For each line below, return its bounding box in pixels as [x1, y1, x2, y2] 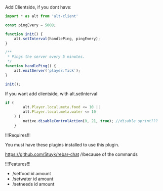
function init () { [5, 32, 43, 37]
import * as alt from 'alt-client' [5, 14, 79, 19]
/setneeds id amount [12, 181, 55, 187]
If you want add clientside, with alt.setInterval [5, 91, 98, 96]
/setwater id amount [12, 176, 53, 182]
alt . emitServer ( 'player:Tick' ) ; [14, 68, 81, 73]
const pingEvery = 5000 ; [5, 22, 56, 28]
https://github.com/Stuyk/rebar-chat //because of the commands [5, 151, 138, 157]
